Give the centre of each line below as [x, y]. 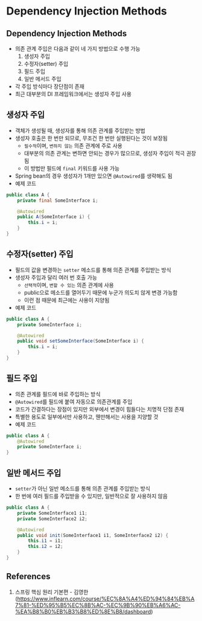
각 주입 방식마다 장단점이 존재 [49, 86]
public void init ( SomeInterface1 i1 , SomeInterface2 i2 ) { [93, 535]
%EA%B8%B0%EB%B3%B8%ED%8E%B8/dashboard [83, 611]
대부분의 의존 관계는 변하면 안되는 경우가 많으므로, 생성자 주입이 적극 [104, 153]
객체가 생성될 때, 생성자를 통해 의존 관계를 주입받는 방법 [80, 130]
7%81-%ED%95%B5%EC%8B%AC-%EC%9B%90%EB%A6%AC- [98, 605]
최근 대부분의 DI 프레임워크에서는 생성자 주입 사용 [73, 94]
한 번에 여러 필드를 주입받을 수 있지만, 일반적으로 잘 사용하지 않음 [91, 496]
